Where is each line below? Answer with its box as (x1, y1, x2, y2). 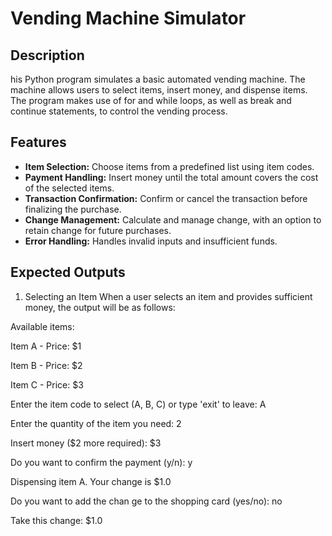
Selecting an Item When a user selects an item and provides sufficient (24, 290, 313, 302)
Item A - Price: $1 (10, 340, 82, 352)
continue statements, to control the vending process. (10, 105, 228, 117)
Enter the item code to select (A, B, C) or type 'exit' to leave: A (10, 398, 267, 410)
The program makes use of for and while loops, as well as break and (10, 95, 292, 106)
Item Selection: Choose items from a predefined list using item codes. (24, 160, 315, 172)
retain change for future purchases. (24, 224, 172, 236)
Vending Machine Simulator (10, 7, 247, 30)
